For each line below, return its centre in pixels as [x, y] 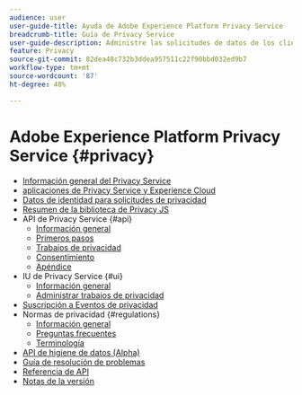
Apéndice [53, 267]
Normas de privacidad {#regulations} [91, 314]
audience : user [38, 18]
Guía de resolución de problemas [84, 362]
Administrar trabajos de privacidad [100, 295]
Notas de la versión [58, 381]
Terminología [60, 343]
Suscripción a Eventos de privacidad [90, 304]
